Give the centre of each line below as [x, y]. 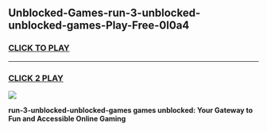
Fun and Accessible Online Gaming [67, 118]
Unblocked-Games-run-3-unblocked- [104, 13]
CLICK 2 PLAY [36, 78]
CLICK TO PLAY [39, 48]
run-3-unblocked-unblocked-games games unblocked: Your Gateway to [131, 110]
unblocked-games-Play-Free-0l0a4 [99, 26]
